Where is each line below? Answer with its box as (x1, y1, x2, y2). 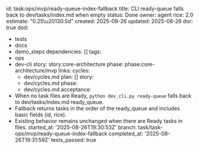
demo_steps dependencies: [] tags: (14, 48, 102, 55)
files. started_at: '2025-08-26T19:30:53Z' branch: (14, 124, 137, 131)
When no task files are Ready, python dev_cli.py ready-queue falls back (14, 92, 192, 99)
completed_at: (108, 130, 144, 137)
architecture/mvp (14, 67, 58, 74)
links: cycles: (58, 67, 90, 74)
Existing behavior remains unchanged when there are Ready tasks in (14, 118, 183, 124)
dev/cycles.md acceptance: (23, 86, 91, 93)
